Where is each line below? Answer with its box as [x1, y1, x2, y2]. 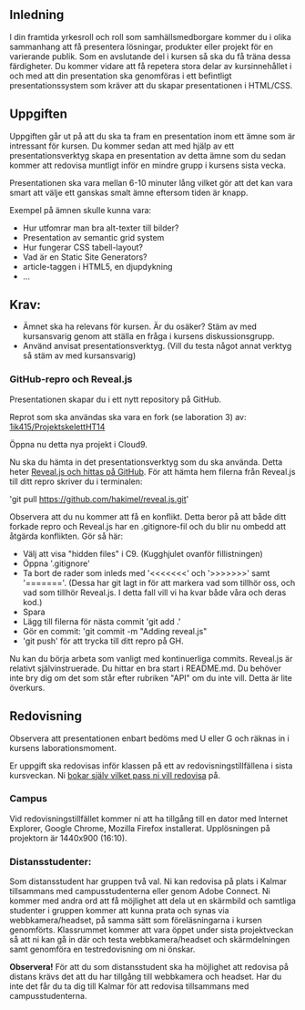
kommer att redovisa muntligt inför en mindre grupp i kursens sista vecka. [9, 160, 287, 170]
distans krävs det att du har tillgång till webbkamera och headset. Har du [9, 971, 282, 983]
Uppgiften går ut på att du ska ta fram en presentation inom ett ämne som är [9, 130, 296, 141]
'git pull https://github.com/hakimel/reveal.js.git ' [9, 493, 189, 504]
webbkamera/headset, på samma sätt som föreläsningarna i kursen [9, 915, 262, 926]
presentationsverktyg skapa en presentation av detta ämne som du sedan [9, 149, 287, 160]
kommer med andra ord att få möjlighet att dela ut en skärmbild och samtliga [9, 895, 296, 906]
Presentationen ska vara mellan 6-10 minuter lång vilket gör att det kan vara [9, 177, 293, 188]
